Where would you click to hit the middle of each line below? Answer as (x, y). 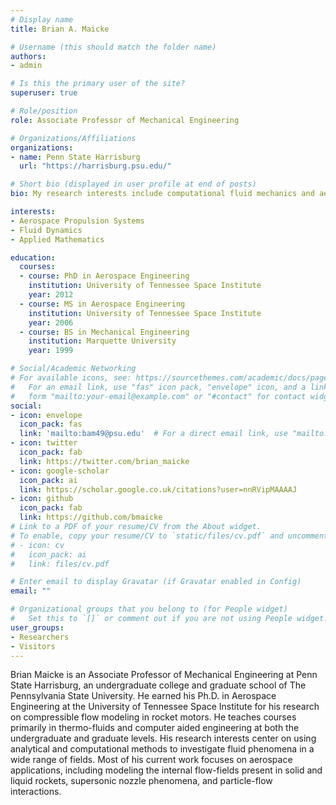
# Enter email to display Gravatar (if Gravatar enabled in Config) (156, 582)
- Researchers (40, 637)
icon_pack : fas (51, 424)
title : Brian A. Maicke (60, 29)
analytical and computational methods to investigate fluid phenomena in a (162, 749)
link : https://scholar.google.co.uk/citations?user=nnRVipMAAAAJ (158, 489)
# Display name (42, 19)
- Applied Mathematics (57, 239)
